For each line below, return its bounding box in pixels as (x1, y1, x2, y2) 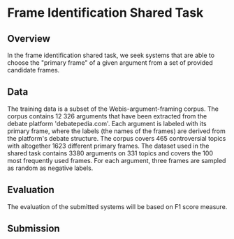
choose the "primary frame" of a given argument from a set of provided (7, 59, 213, 67)
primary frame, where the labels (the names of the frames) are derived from (7, 127, 226, 135)
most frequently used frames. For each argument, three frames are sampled (7, 156, 226, 164)
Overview (7, 33, 51, 45)
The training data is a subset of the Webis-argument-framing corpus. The (7, 105, 219, 113)
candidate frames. (7, 66, 60, 74)
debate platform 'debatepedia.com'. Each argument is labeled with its (7, 119, 207, 128)
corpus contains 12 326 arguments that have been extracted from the (7, 111, 207, 120)
